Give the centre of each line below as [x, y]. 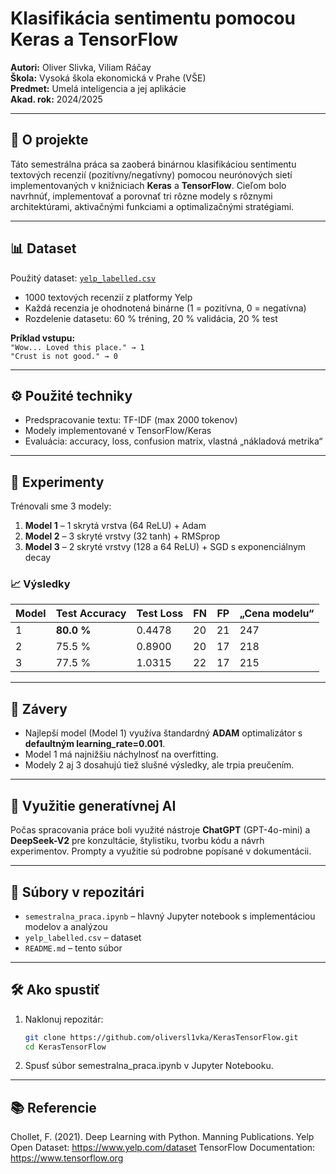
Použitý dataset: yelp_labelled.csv [83, 278]
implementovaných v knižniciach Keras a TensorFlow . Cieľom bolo [148, 185]
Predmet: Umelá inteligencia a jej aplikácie [98, 88]
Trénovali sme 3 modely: [61, 506]
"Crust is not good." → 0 [64, 356]
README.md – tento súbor [73, 948]
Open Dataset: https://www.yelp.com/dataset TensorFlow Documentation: [163, 1148]
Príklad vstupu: [43, 338]
